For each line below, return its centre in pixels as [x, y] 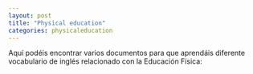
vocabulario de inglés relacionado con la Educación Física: [105, 61]
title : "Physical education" [57, 23]
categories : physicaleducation [61, 30]
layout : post [30, 16]
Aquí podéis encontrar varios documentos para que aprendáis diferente [127, 53]
